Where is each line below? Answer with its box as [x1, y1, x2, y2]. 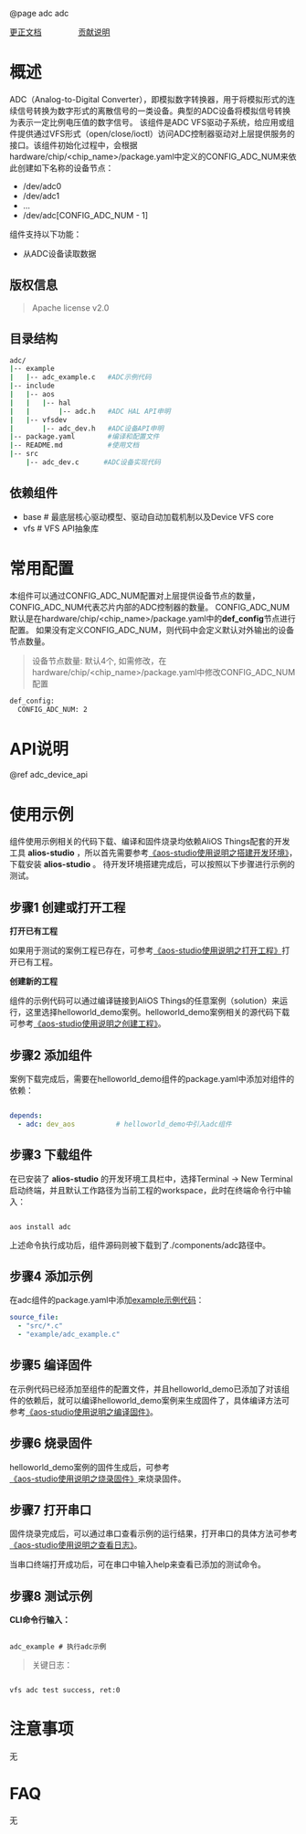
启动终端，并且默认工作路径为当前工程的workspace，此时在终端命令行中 [9, 1184, 283, 1195]
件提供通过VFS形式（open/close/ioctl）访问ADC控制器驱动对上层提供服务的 [9, 128, 295, 139]
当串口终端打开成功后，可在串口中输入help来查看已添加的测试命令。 [9, 1559, 267, 1570]
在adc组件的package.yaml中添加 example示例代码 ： [9, 1295, 205, 1306]
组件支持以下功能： [9, 228, 82, 239]
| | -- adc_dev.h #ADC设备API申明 [9, 424, 164, 433]
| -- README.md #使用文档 [9, 440, 140, 451]
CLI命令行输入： [9, 1615, 71, 1626]
